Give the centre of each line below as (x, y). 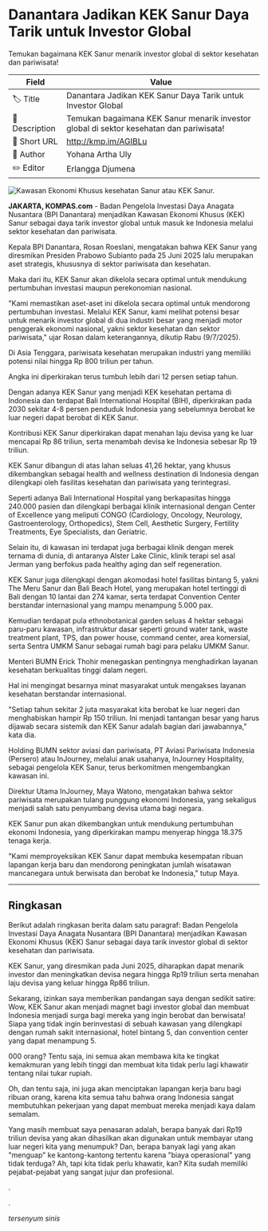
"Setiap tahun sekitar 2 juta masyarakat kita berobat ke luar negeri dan (124, 709)
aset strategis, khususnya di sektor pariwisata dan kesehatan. (110, 263)
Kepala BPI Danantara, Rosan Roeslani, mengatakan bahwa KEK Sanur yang (133, 247)
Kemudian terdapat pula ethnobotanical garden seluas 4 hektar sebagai (126, 620)
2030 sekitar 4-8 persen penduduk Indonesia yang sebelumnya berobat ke (132, 409)
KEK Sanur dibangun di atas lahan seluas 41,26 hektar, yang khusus (120, 465)
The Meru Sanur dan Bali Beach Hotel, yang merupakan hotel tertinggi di (128, 588)
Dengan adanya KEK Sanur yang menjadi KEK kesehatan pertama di (120, 392)
